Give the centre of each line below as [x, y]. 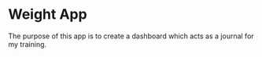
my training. [28, 44]
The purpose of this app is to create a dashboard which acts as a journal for [131, 36]
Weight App [48, 14]
